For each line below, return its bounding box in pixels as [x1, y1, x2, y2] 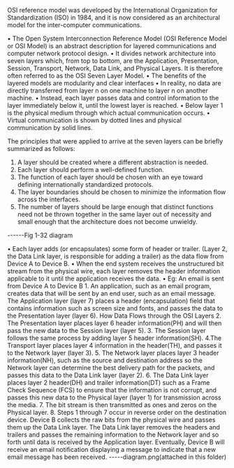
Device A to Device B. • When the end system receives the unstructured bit [7, 260, 224, 268]
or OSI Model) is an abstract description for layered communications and [7, 42, 217, 50]
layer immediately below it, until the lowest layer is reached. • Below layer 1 [7, 101, 224, 109]
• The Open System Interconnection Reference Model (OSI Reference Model [7, 34, 227, 43]
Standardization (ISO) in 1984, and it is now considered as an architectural [7, 13, 220, 22]
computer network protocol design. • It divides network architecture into [7, 49, 217, 57]
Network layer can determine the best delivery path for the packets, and [7, 364, 215, 371]
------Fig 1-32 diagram [7, 231, 73, 239]
